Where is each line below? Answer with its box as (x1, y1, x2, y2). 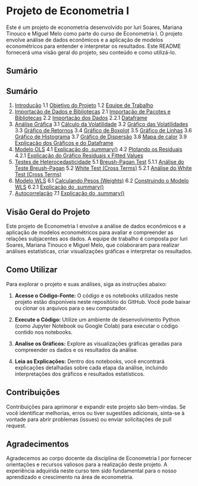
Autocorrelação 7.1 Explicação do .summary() (14, 190, 125, 197)
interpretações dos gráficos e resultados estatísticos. (14, 370, 145, 377)
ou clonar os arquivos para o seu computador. (14, 304, 127, 312)
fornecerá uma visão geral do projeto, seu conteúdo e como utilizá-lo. (6, 48, 177, 56)
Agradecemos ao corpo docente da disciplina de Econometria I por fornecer (6, 455, 192, 462)
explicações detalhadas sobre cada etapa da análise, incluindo (14, 364, 168, 371)
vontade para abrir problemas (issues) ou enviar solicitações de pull (6, 416, 172, 423)
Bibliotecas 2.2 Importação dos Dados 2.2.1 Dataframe (14, 114, 148, 122)
